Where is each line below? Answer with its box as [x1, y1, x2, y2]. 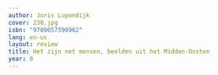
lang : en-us [8, 33, 47, 41]
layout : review [8, 41, 58, 48]
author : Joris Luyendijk [8, 11, 90, 20]
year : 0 [8, 55, 34, 63]
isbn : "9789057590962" [8, 26, 83, 34]
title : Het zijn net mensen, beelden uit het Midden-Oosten [8, 48, 211, 55]
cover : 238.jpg [8, 19, 58, 27]
